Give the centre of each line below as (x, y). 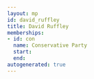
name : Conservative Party (50, 45)
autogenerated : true (37, 65)
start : (23, 52)
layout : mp (23, 13)
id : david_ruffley (33, 20)
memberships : (26, 33)
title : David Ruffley (38, 26)
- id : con (21, 39)
